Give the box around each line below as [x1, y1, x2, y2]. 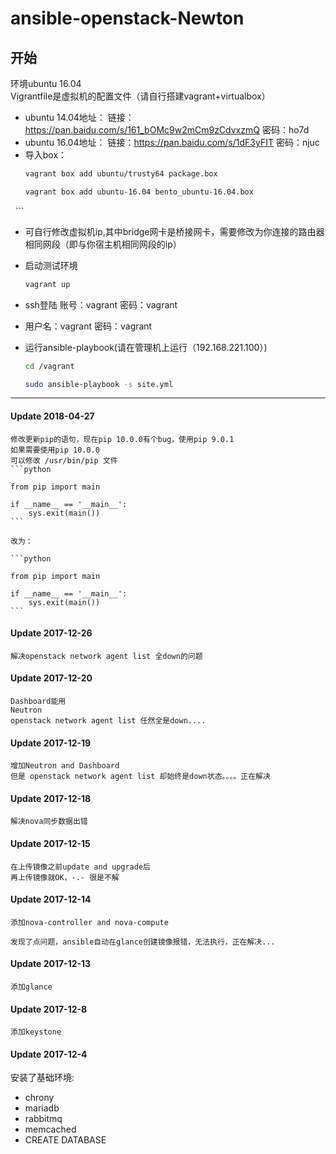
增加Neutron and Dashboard [10, 761, 120, 771]
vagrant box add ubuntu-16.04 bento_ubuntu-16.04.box [24, 187, 254, 197]
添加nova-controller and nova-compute [10, 917, 169, 927]
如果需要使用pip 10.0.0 [10, 445, 100, 455]
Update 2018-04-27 [10, 410, 95, 422]
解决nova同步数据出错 [10, 817, 88, 827]
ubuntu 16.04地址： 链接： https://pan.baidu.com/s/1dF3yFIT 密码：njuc [24, 137, 320, 148]
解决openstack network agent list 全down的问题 [10, 651, 203, 661]
